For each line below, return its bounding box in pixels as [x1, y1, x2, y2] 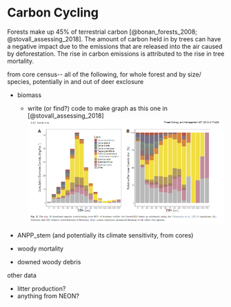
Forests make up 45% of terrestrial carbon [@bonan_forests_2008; [7, 28, 198, 36]
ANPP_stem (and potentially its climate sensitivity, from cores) [17, 231, 194, 239]
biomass [17, 91, 42, 99]
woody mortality [17, 244, 64, 253]
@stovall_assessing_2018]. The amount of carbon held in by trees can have [7, 34, 221, 43]
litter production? [17, 284, 66, 293]
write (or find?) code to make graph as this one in [27, 104, 168, 112]
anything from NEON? [17, 291, 80, 300]
